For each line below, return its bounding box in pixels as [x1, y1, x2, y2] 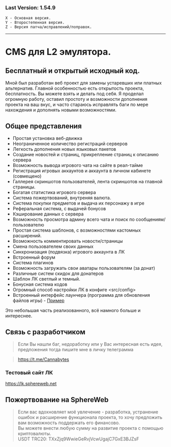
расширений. [12, 233, 42, 239]
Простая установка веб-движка [12, 135, 82, 142]
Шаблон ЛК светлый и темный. [12, 276, 80, 282]
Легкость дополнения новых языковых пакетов [12, 146, 116, 152]
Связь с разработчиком [5, 327, 85, 336]
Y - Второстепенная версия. [5, 20, 65, 25]
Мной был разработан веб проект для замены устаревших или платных [5, 80, 162, 86]
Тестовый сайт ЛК [5, 369, 53, 376]
